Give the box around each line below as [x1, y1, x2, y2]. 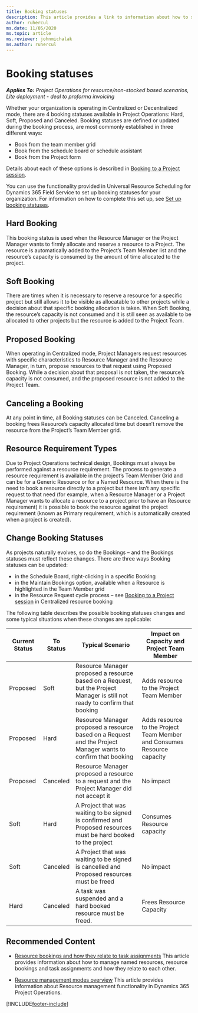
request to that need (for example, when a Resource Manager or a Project [6, 491, 186, 498]
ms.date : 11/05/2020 [6, 25, 57, 31]
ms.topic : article [6, 31, 51, 37]
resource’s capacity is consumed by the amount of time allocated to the [6, 253, 180, 260]
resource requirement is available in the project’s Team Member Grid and [6, 472, 183, 479]
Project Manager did [75, 784, 132, 792]
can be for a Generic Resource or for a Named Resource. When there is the [6, 478, 189, 485]
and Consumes [141, 738, 184, 746]
